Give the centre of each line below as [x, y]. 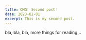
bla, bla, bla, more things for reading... [43, 33]
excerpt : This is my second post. [40, 19]
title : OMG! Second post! [31, 10]
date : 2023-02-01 [23, 14]
